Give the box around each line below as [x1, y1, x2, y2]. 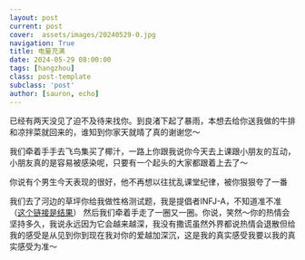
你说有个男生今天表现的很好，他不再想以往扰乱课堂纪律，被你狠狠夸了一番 [9, 176, 288, 187]
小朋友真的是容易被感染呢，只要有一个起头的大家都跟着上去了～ [9, 157, 248, 168]
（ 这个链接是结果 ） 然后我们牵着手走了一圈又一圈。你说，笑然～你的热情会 [9, 207, 290, 217]
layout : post [9, 13, 59, 23]
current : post [9, 22, 64, 31]
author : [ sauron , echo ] [9, 89, 100, 98]
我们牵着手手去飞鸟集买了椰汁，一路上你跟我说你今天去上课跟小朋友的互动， [9, 146, 296, 157]
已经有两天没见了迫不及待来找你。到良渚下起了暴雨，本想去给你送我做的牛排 [9, 115, 296, 126]
